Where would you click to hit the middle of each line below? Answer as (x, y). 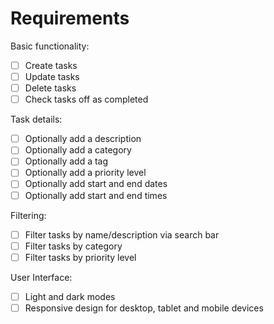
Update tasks (52, 76)
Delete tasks (50, 88)
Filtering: (28, 215)
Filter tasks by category (73, 246)
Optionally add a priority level (85, 173)
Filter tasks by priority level (80, 257)
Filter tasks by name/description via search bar (122, 234)
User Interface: (41, 277)
